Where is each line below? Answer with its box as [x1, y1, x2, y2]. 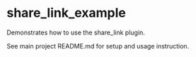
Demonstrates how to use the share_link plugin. [6, 28, 146, 37]
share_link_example [6, 5, 127, 21]
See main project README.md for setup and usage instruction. [6, 42, 190, 50]
